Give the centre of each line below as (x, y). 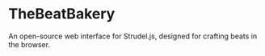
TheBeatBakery (62, 14)
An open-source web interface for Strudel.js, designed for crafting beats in (133, 36)
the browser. (29, 44)
